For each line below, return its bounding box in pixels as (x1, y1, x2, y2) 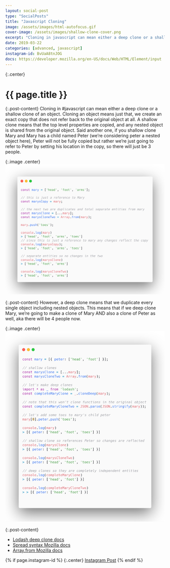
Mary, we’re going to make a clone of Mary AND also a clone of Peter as (5, 310, 156, 316)
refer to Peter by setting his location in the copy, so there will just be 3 (5, 143, 151, 150)
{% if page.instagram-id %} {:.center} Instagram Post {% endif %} (5, 557, 143, 563)
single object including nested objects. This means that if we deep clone (5, 305, 156, 311)
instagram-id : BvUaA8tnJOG (5, 51, 62, 56)
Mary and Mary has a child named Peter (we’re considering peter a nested (5, 133, 160, 139)
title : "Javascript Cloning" (5, 19, 67, 24)
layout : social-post (5, 8, 49, 13)
